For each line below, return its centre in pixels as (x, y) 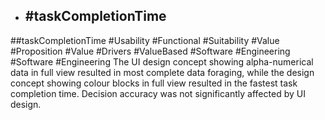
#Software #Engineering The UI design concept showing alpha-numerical (162, 61)
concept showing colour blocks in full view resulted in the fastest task (154, 83)
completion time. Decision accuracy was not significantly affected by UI (158, 93)
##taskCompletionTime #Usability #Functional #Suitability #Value (145, 40)
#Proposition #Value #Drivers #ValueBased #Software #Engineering (150, 51)
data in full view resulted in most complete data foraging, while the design (162, 72)
